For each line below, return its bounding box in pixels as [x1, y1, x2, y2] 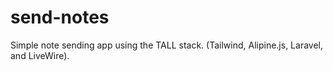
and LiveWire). [10, 49, 70, 61]
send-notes [10, 6, 110, 29]
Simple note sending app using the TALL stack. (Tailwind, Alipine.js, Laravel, [10, 39, 324, 51]
